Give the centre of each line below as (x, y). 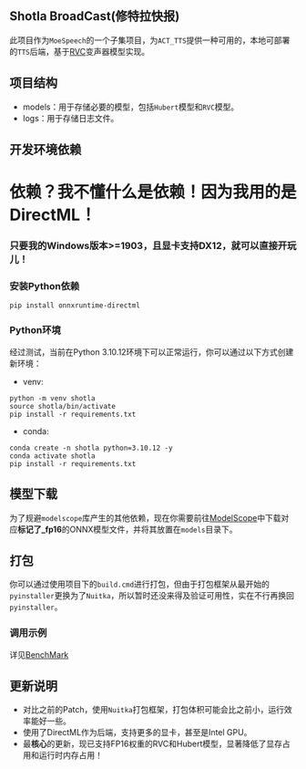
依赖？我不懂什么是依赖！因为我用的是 (153, 192)
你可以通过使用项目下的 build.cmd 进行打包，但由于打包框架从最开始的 (140, 584)
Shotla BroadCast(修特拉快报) (95, 16)
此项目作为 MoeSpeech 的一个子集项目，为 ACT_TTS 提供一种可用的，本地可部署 (150, 40)
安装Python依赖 (45, 286)
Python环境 (35, 330)
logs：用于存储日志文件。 (71, 118)
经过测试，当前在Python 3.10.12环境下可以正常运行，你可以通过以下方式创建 (152, 352)
